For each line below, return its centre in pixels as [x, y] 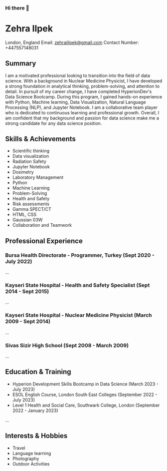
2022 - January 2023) [35, 410]
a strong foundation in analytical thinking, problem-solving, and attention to [83, 86]
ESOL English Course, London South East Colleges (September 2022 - [85, 395]
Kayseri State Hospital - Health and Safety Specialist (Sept [78, 285]
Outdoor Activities [31, 464]
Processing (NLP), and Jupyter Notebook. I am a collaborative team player [82, 107]
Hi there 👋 [17, 8]
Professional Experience [44, 241]
